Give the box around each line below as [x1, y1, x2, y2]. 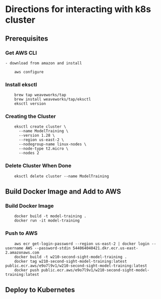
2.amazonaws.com [5, 250, 39, 255]
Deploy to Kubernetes [5, 285, 75, 294]
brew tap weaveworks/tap [14, 92, 66, 97]
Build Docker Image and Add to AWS [5, 187, 121, 196]
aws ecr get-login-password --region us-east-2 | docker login [14, 241, 150, 246]
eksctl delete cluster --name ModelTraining [14, 173, 109, 179]
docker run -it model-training [14, 218, 80, 223]
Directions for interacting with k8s [5, 4, 151, 15]
